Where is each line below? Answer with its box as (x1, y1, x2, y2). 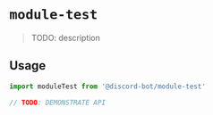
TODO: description (30, 32, 101, 43)
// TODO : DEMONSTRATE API (9, 98, 106, 107)
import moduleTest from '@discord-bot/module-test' (9, 82, 206, 91)
